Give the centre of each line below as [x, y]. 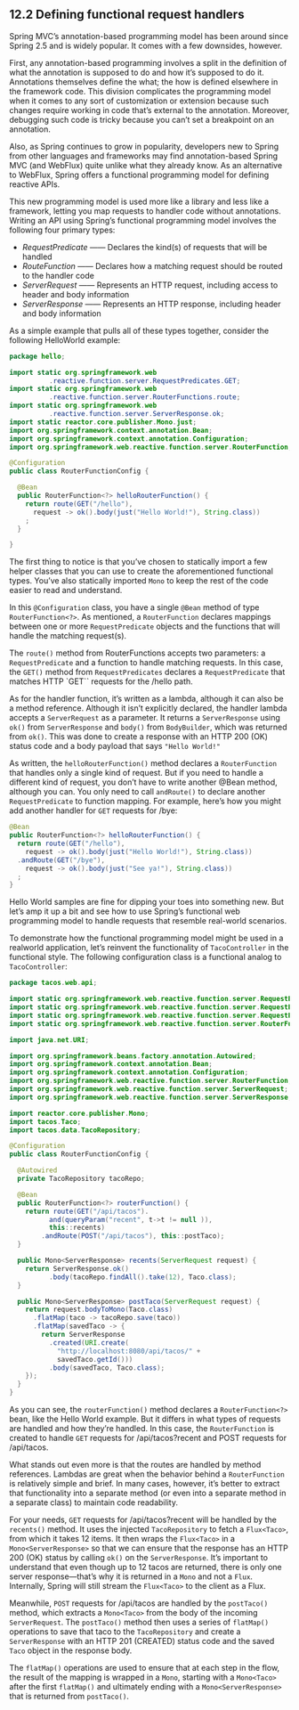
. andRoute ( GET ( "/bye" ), [61, 860]
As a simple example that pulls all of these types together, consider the [139, 330]
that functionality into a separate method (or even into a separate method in [148, 1493]
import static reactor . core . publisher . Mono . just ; [103, 422]
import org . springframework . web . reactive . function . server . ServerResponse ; [151, 1097]
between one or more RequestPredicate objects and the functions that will [145, 626]
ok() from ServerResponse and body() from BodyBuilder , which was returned [148, 727]
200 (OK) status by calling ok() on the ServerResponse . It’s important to [139, 1558]
